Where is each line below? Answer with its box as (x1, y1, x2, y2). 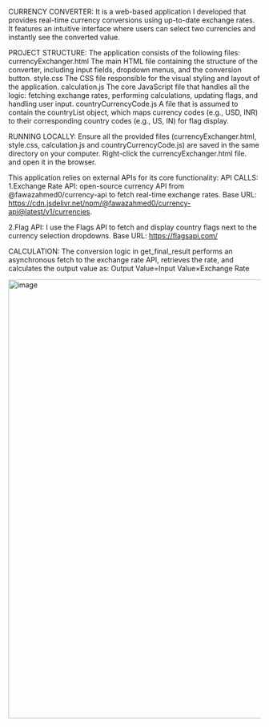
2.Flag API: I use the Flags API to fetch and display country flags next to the (8, 222, 258, 232)
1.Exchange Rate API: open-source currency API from (8, 181, 185, 191)
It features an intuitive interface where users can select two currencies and (8, 24, 256, 33)
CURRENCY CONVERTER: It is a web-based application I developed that (8, 7, 247, 16)
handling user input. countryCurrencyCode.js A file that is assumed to (8, 100, 239, 108)
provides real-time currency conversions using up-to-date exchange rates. (8, 15, 255, 25)
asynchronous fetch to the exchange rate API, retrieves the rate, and (8, 255, 234, 264)
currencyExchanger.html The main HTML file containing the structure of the (8, 56, 258, 66)
